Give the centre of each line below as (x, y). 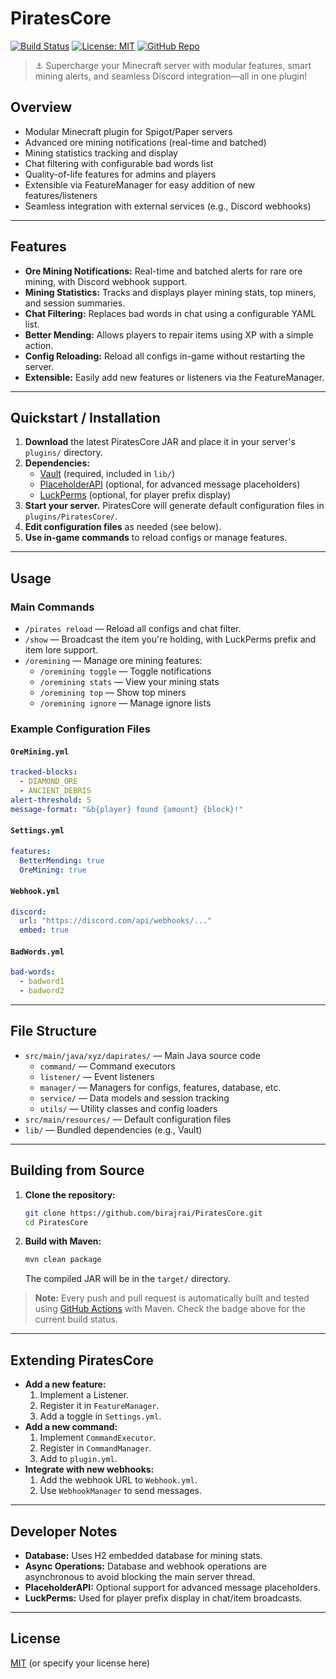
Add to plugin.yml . (78, 1459)
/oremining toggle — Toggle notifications (125, 671)
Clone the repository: (70, 1194)
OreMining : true (53, 870)
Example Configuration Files (80, 729)
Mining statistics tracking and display (101, 153)
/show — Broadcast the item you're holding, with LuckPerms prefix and (170, 639)
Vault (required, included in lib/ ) (107, 474)
